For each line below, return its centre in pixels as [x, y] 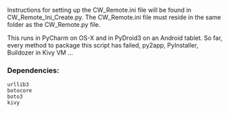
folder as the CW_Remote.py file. [54, 24]
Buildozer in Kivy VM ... [40, 52]
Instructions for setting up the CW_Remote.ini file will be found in [99, 10]
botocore [20, 91]
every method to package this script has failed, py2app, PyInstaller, [103, 45]
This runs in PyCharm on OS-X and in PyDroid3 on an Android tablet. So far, [115, 38]
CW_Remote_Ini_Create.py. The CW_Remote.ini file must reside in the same [114, 17]
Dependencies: [33, 70]
